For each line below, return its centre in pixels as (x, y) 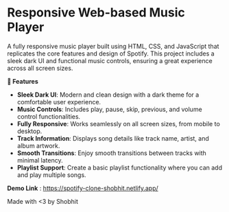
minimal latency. (40, 160)
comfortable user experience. (59, 102)
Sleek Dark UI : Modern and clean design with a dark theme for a (108, 95)
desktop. (29, 131)
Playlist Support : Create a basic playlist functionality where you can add (120, 167)
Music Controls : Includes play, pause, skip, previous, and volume (109, 109)
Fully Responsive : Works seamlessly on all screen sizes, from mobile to (119, 123)
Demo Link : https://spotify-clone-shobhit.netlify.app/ (83, 188)
